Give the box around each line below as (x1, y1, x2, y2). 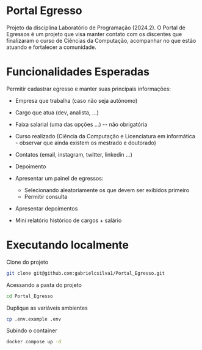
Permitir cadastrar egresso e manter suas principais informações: (6, 85, 171, 92)
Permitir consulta (24, 193, 68, 200)
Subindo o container (6, 327, 57, 334)
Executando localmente (6, 238, 129, 252)
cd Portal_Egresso (6, 293, 53, 299)
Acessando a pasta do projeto (6, 281, 82, 288)
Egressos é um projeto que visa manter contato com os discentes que (6, 30, 182, 37)
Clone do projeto (6, 258, 49, 266)
